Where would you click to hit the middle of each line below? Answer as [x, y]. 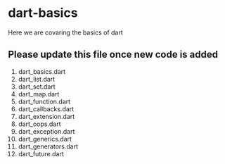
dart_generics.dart [45, 139]
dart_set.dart [37, 87]
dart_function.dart [44, 101]
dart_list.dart [37, 79]
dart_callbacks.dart [46, 109]
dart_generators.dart [48, 146]
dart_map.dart [39, 94]
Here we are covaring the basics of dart [66, 32]
